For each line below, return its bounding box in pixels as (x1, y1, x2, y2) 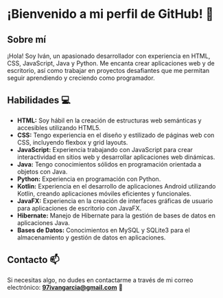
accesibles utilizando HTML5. (16, 123, 101, 131)
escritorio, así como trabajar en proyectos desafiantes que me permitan (7, 67, 210, 74)
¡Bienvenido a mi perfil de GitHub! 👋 (7, 6, 214, 22)
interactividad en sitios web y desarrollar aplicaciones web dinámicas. (16, 153, 215, 161)
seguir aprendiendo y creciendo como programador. (7, 74, 156, 82)
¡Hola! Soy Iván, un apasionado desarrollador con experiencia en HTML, (7, 52, 211, 60)
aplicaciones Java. (16, 218, 70, 226)
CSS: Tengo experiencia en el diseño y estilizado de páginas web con (16, 131, 215, 139)
